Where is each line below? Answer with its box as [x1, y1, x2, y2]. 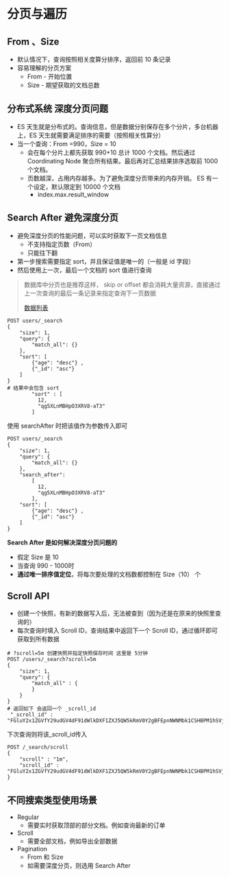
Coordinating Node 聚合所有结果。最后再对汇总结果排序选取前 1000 [27, 157, 218, 165]
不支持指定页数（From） [27, 240, 97, 248]
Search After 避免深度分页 [7, 212, 118, 224]
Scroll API [7, 590, 50, 602]
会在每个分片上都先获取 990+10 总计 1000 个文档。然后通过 [27, 148, 196, 157]
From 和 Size [27, 853, 64, 862]
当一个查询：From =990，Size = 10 [16, 139, 116, 148]
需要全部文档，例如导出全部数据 [27, 837, 118, 845]
